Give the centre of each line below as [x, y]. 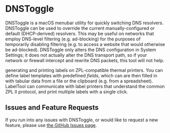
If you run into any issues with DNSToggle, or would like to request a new [82, 120]
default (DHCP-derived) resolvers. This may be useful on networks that [80, 33]
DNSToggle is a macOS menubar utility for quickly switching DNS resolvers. [84, 23]
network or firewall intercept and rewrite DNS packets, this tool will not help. [85, 60]
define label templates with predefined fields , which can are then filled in [81, 75]
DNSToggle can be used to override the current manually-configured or [80, 28]
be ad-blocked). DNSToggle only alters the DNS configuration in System [81, 50]
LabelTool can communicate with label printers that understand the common [85, 86]
